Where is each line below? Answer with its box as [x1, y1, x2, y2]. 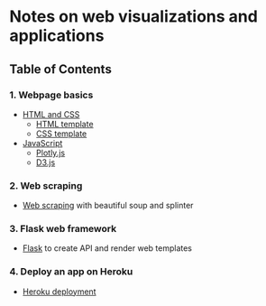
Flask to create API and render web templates [22, 243, 192, 254]
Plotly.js [35, 147, 66, 158]
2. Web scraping [9, 179, 83, 191]
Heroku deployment [22, 286, 96, 297]
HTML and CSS [22, 108, 80, 119]
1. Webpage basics [9, 88, 94, 101]
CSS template [35, 128, 87, 139]
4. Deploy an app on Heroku [9, 265, 133, 278]
